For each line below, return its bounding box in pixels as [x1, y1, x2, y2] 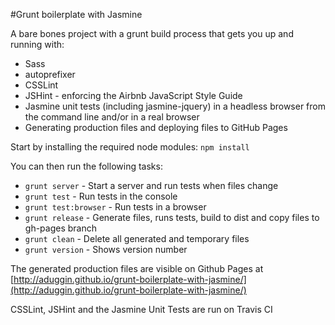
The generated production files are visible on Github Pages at [10, 263, 264, 274]
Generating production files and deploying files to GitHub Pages [24, 122, 288, 133]
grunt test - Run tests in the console [24, 190, 178, 202]
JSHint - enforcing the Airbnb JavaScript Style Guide [24, 90, 243, 101]
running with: [10, 39, 65, 50]
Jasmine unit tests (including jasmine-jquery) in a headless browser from [24, 100, 326, 112]
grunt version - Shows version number [24, 244, 188, 255]
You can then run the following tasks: [10, 160, 163, 172]
